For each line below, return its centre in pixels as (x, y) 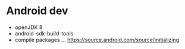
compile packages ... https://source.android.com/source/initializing (97, 40)
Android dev (37, 11)
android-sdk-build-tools (44, 33)
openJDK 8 (29, 27)
